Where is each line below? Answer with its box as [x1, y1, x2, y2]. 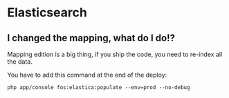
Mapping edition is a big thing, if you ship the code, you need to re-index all [7, 50, 223, 58]
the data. [7, 58, 33, 66]
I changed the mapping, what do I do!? [7, 32, 175, 44]
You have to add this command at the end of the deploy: [7, 71, 167, 79]
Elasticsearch [7, 5, 88, 21]
